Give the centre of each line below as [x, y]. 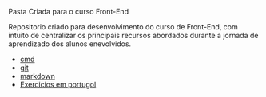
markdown [38, 76]
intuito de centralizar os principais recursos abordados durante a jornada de [133, 35]
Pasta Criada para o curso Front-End [69, 12]
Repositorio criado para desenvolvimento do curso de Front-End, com [123, 27]
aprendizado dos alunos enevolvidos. [70, 44]
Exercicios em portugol [58, 84]
